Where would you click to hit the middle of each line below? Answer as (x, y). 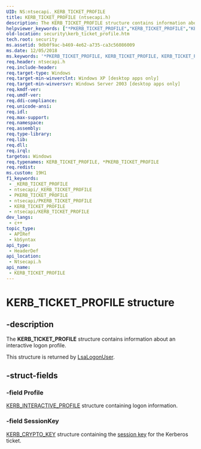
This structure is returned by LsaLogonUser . (61, 357)
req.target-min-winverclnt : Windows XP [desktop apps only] (83, 78)
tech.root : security (32, 39)
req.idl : (17, 112)
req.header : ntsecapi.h (36, 62)
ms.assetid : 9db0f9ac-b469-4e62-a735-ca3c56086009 (71, 45)
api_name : (19, 268)
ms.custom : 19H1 (26, 173)
